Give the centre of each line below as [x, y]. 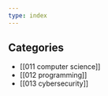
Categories [36, 48]
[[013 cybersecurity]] [54, 83]
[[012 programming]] [53, 75]
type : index [28, 15]
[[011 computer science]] [60, 67]
